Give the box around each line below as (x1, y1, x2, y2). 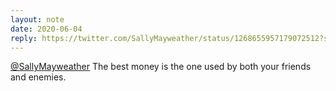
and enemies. (10, 71, 67, 83)
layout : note (10, 14, 65, 25)
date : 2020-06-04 (10, 24, 83, 34)
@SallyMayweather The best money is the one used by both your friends (10, 61, 312, 73)
